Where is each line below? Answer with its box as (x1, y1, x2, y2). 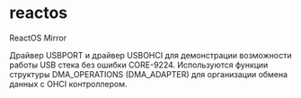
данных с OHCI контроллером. (9, 78, 128, 89)
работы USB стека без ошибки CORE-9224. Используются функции (9, 59, 269, 70)
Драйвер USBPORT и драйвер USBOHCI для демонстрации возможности (9, 49, 292, 60)
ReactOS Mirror (9, 32, 67, 43)
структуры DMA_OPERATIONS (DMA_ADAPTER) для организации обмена (9, 68, 288, 79)
